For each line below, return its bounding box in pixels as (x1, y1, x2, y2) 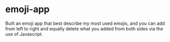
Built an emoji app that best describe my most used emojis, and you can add (5, 20, 165, 26)
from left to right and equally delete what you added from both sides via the (5, 25, 163, 31)
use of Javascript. (5, 31, 43, 37)
